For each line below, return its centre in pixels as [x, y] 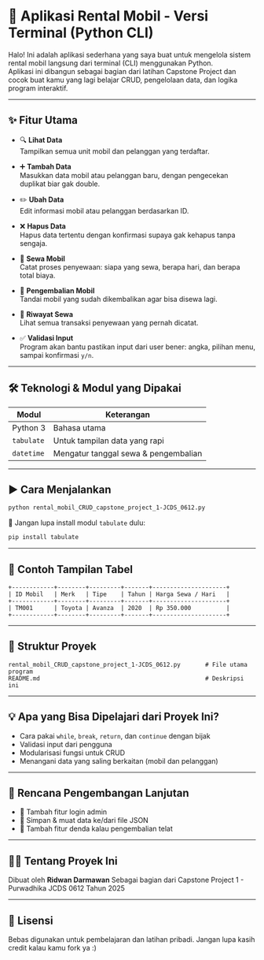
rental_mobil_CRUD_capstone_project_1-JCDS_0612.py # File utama [128, 664]
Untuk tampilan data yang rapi [109, 441]
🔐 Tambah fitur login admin [63, 812]
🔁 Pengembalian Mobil [57, 290]
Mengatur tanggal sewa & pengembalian [128, 453]
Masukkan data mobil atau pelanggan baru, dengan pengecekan [124, 175]
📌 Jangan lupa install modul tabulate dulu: [77, 523]
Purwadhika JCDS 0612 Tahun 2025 [67, 888]
